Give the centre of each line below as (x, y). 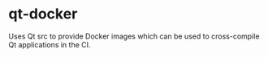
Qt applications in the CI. (50, 44)
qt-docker (43, 14)
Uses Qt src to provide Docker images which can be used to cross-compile (134, 36)
